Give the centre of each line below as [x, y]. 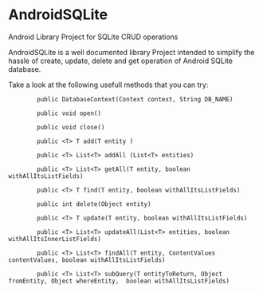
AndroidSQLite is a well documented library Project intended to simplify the [131, 52]
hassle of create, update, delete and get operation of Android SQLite [121, 61]
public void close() [71, 127]
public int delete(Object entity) [94, 204]
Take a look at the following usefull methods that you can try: [108, 85]
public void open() [69, 113]
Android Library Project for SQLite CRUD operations [93, 37]
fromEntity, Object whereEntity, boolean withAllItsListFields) [119, 281]
